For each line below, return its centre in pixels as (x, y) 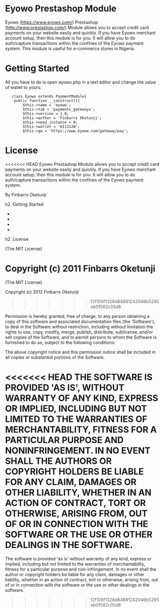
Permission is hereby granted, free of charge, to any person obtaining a (77, 316)
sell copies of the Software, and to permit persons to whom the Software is (81, 337)
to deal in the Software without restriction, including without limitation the (79, 327)
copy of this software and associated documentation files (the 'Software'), (80, 321)
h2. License (17, 239)
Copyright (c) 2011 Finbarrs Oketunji (80, 268)
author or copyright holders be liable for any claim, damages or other (75, 574)
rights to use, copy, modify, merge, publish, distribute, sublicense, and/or (79, 332)
